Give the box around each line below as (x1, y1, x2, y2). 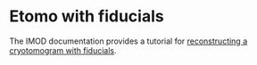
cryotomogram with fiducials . (9, 45, 118, 55)
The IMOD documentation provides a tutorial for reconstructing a (9, 36, 248, 46)
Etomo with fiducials (9, 6, 164, 27)
